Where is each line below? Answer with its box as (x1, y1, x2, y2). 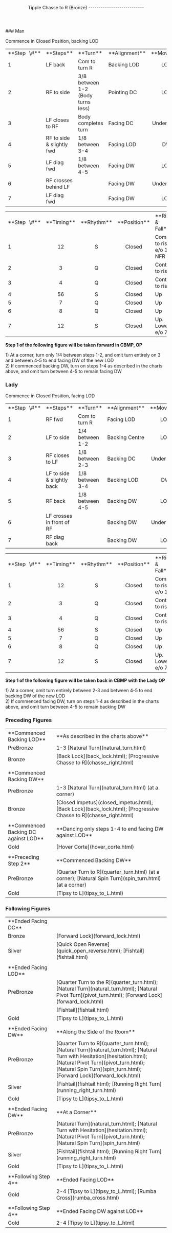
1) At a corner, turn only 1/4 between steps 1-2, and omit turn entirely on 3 (5, 352, 161, 358)
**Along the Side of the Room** (56, 1028, 136, 1035)
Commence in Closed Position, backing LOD (5, 38, 99, 44)
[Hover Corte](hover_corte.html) (56, 843, 135, 850)
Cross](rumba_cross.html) (56, 1194, 119, 1201)
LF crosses (46, 513, 73, 520)
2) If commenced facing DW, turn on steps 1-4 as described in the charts (5, 698, 159, 704)
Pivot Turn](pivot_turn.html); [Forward (56, 991, 147, 998)
